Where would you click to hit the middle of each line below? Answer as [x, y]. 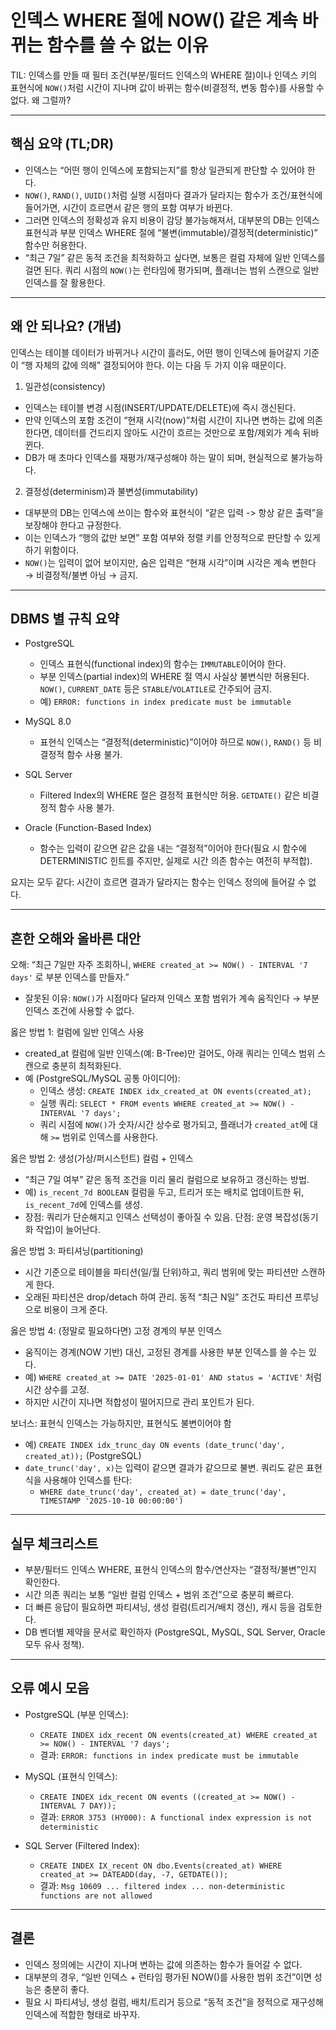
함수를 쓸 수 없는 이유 [127, 45]
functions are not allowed [96, 1896]
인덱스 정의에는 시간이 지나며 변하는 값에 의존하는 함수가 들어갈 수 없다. [163, 1964]
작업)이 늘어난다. [68, 1230]
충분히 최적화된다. [86, 1066]
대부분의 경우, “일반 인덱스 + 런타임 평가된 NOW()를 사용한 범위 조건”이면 [168, 1977]
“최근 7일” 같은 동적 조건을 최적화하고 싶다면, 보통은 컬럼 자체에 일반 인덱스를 [175, 257]
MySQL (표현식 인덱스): [71, 1776]
